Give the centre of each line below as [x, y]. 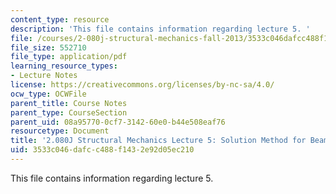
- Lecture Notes [44, 76]
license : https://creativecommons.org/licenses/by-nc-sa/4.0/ [142, 85]
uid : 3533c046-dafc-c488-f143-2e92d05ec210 [102, 150]
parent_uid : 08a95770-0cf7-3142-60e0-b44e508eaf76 [118, 122]
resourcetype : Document [60, 131]
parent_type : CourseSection [69, 112]
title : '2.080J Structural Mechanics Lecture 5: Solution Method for [158, 141]
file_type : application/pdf [69, 57]
